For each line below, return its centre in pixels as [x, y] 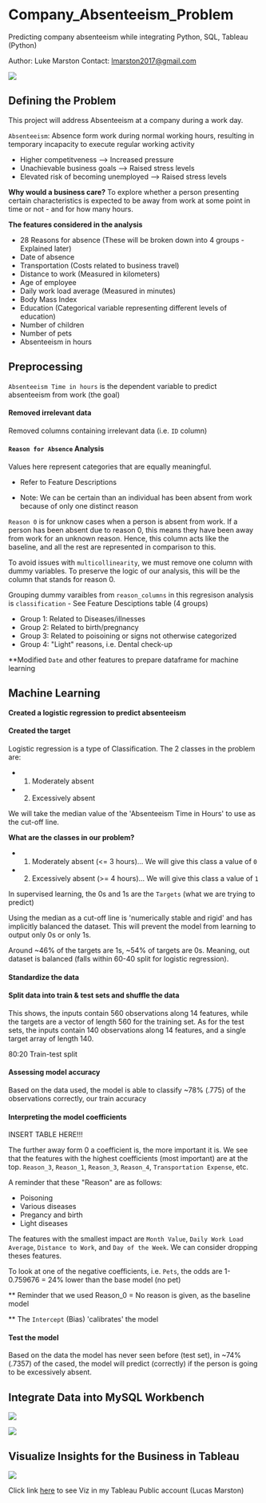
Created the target [40, 731]
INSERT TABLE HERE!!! [46, 1135]
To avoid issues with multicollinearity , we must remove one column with [131, 562]
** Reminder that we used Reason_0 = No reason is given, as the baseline [129, 1295]
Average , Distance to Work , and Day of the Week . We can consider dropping [133, 1247]
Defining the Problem [62, 101]
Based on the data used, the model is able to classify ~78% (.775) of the [127, 1090]
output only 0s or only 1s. [50, 934]
